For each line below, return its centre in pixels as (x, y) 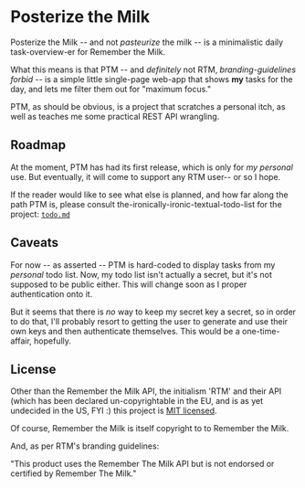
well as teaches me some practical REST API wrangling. (115, 116)
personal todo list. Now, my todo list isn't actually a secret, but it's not (141, 274)
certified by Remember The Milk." (74, 473)
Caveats (34, 243)
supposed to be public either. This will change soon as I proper (129, 284)
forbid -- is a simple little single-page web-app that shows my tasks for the (152, 79)
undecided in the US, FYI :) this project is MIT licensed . (114, 411)
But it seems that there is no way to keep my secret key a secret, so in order (153, 312)
